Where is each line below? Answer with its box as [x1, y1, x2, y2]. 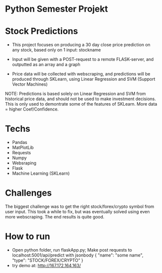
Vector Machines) [12, 81, 48, 87]
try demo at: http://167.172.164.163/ [12, 262, 81, 268]
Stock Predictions [5, 26, 79, 37]
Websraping [12, 160, 36, 166]
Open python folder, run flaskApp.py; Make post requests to [12, 247, 132, 253]
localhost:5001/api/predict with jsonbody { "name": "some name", [12, 252, 144, 258]
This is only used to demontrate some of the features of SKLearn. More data [5, 101, 158, 107]
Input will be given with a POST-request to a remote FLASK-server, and [12, 56, 154, 62]
